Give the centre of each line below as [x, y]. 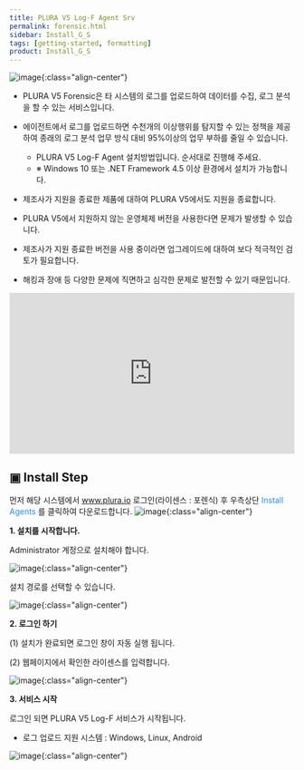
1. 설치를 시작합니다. [45, 531]
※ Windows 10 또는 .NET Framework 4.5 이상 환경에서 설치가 [146, 169]
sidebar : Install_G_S [50, 34]
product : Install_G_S [50, 52]
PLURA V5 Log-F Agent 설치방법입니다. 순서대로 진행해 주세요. [148, 157]
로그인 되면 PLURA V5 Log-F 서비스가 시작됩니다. [98, 718]
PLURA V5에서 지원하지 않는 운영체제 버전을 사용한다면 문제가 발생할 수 [149, 219]
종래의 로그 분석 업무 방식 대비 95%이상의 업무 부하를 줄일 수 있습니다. [164, 138]
